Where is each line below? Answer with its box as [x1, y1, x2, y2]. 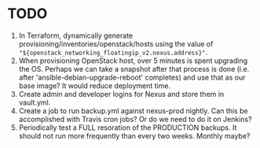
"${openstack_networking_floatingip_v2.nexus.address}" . [18, 47, 208, 57]
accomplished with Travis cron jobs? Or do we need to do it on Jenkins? [18, 114, 252, 124]
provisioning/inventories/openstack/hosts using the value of [18, 39, 214, 48]
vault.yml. [18, 98, 51, 107]
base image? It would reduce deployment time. [18, 80, 170, 91]
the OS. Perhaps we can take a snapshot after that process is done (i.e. [18, 64, 250, 73]
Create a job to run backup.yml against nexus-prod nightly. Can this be [18, 105, 248, 115]
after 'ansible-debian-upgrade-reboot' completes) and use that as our [18, 72, 246, 82]
